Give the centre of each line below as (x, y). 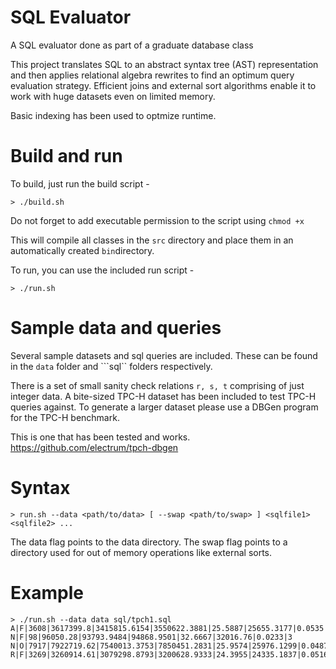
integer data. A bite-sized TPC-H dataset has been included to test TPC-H (163, 396)
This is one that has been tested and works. (100, 437)
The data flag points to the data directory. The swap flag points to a (149, 542)
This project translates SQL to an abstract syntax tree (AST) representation (164, 64)
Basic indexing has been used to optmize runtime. (113, 115)
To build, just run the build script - (80, 183)
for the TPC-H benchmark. (65, 417)
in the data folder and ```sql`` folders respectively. (111, 366)
